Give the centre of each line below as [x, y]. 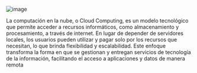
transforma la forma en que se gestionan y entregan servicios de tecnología [98, 52]
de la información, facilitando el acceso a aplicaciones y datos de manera [96, 58]
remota [15, 65]
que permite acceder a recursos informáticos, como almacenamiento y [93, 27]
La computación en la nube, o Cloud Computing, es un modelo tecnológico [97, 20]
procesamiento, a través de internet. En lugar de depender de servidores [95, 33]
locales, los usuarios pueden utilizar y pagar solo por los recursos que [92, 39]
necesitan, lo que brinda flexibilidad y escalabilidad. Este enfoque [86, 46]
